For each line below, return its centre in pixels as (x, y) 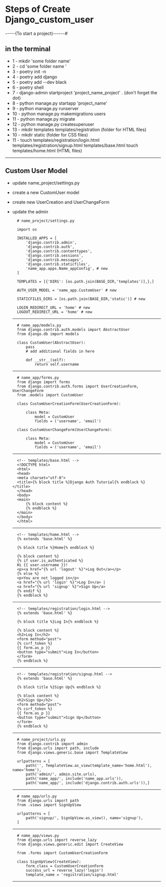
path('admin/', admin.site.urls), (61, 774)
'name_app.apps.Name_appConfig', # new (66, 268)
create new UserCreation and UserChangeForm (61, 202)
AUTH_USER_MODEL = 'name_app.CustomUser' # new (67, 290)
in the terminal (28, 49)
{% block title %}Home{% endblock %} (56, 547)
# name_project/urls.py (41, 739)
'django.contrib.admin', (51, 242)
